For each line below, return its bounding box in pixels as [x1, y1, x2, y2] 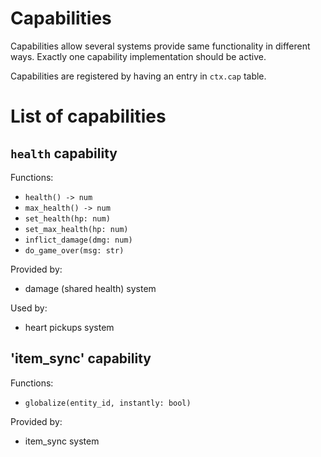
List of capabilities [10, 105, 167, 128]
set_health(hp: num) [24, 213, 111, 224]
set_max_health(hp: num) [24, 224, 129, 234]
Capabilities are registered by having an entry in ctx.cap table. [10, 70, 267, 82]
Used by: [10, 302, 48, 314]
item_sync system [24, 435, 100, 447]
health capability [10, 145, 118, 162]
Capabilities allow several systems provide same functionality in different [10, 40, 311, 52]
